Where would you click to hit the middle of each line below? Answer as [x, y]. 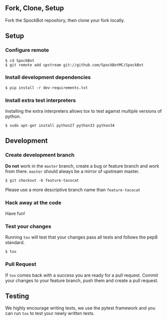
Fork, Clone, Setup [35, 8]
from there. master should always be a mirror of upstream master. [72, 171]
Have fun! [15, 214]
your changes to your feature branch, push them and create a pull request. [82, 280]
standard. [15, 243]
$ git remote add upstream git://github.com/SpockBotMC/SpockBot [74, 65]
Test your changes [28, 226]
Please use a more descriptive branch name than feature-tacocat [73, 190]
